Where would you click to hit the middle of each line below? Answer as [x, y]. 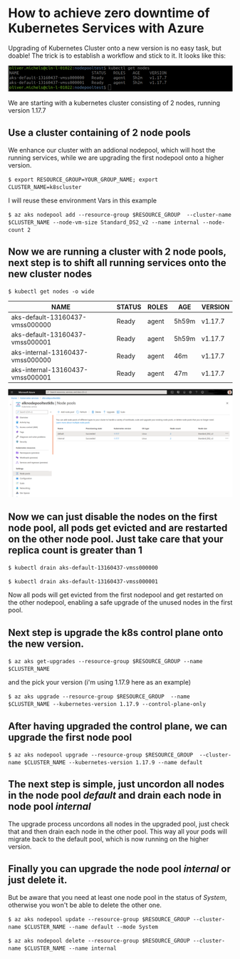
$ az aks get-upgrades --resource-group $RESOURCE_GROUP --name [105, 662]
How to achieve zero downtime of [109, 13]
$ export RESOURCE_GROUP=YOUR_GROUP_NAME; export [83, 180]
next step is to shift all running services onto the [117, 263]
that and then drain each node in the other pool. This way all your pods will [118, 831]
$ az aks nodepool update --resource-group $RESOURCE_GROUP [99, 919]
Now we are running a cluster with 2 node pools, [117, 251]
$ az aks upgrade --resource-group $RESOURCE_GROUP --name [99, 697]
